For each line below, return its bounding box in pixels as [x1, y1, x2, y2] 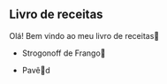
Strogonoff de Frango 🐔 [21, 48, 106, 58]
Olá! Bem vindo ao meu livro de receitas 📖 [9, 30, 160, 41]
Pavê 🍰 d [21, 65, 50, 75]
